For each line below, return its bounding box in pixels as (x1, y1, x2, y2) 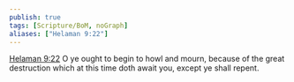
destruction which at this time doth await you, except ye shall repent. (9, 63, 260, 73)
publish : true (9, 12, 62, 22)
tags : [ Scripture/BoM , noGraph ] (9, 21, 128, 30)
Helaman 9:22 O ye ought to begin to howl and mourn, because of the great (9, 54, 285, 64)
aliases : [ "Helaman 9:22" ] (9, 29, 109, 38)
